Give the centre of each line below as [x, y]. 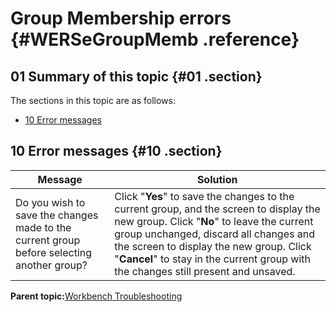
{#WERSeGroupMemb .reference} [155, 39]
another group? [51, 265]
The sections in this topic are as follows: [93, 100]
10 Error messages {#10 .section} [116, 151]
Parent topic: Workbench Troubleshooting [96, 296]
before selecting [54, 252]
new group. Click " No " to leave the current [214, 221]
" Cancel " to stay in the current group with [212, 259]
